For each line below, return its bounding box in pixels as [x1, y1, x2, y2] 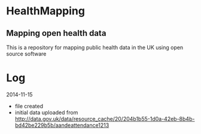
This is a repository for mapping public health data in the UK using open [6, 44, 184, 51]
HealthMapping [6, 4, 86, 18]
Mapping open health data [6, 28, 106, 38]
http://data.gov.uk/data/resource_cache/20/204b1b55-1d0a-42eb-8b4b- [14, 115, 195, 122]
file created [14, 102, 44, 109]
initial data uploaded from [14, 109, 78, 116]
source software [6, 50, 47, 57]
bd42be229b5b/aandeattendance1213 [14, 121, 109, 129]
